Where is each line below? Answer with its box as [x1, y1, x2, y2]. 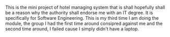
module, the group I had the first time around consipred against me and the [5, 20, 163, 26]
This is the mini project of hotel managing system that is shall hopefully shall [5, 5, 165, 10]
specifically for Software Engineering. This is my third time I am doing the [5, 15, 159, 21]
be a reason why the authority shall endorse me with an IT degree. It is [5, 10, 153, 16]
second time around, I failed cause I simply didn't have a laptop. [5, 26, 139, 32]
